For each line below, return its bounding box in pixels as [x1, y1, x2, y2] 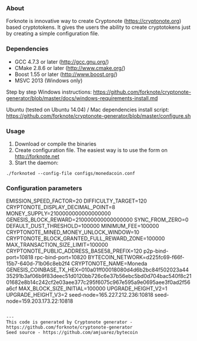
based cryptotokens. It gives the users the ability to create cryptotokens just [6, 24, 191, 31]
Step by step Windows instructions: [6, 88, 92, 95]
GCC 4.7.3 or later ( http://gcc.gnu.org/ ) [14, 58, 109, 65]
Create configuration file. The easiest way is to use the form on [14, 146, 168, 154]
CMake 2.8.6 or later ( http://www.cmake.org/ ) [14, 64, 126, 71]
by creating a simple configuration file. [6, 30, 99, 37]
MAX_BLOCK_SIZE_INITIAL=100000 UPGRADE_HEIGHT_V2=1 [18, 285, 168, 292]
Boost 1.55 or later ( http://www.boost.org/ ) [14, 71, 118, 78]
